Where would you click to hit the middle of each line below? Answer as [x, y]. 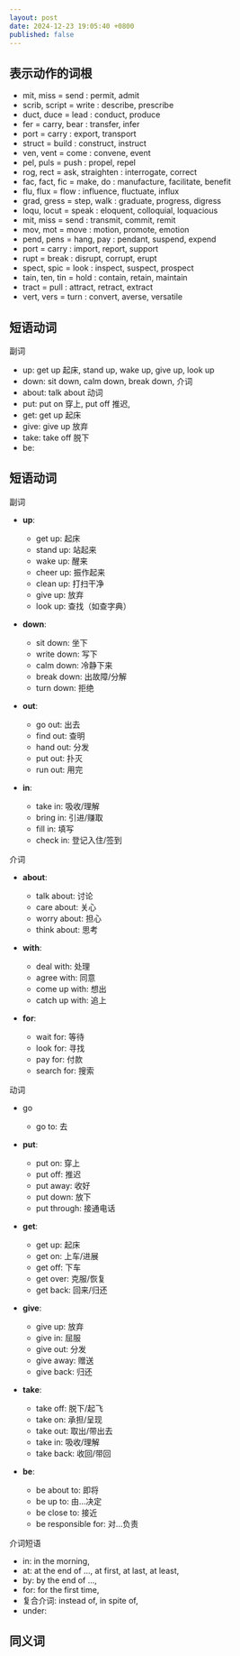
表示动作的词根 [51, 73]
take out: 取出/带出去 [74, 1431]
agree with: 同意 [66, 977]
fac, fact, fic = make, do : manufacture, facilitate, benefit [127, 182]
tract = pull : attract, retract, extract [87, 287]
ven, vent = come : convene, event [86, 153]
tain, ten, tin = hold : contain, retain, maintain [105, 278]
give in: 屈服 [58, 1338]
